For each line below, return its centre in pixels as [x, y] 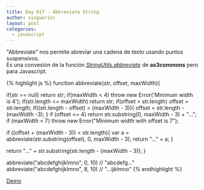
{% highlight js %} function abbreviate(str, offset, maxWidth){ [83, 83]
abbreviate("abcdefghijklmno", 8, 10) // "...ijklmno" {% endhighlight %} [94, 169]
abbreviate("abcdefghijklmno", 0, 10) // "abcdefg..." [71, 163]
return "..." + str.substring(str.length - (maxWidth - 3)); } [76, 151]
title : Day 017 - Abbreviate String [53, 12]
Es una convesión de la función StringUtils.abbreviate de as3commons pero [102, 65]
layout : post [23, 23]
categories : [21, 29]
